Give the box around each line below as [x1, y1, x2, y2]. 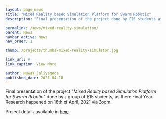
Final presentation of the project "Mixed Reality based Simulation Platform [5, 88, 157, 94]
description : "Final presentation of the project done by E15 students [5, 16, 156, 21]
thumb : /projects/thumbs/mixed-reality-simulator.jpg [5, 48, 119, 53]
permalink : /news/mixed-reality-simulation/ [5, 25, 99, 30]
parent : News [5, 30, 33, 35]
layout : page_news [5, 7, 43, 12]
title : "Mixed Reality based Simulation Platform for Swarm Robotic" [5, 12, 152, 17]
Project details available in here [5, 109, 69, 115]
